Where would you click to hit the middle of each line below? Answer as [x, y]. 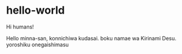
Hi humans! [20, 27]
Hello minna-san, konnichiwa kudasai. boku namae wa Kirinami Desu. [91, 38]
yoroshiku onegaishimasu [37, 45]
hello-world [36, 10]
